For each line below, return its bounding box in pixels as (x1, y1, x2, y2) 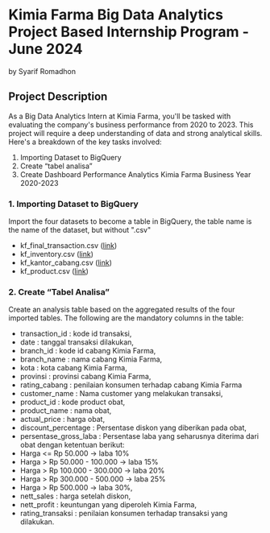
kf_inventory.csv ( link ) (19, 250, 94, 259)
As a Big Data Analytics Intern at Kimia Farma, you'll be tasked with (8, 111, 231, 121)
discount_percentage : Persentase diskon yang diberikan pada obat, (19, 423, 247, 432)
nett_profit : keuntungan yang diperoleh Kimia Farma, (19, 500, 197, 510)
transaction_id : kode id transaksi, (19, 328, 132, 339)
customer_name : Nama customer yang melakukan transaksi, (19, 389, 223, 399)
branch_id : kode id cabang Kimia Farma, (19, 346, 156, 356)
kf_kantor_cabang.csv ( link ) (19, 258, 113, 267)
